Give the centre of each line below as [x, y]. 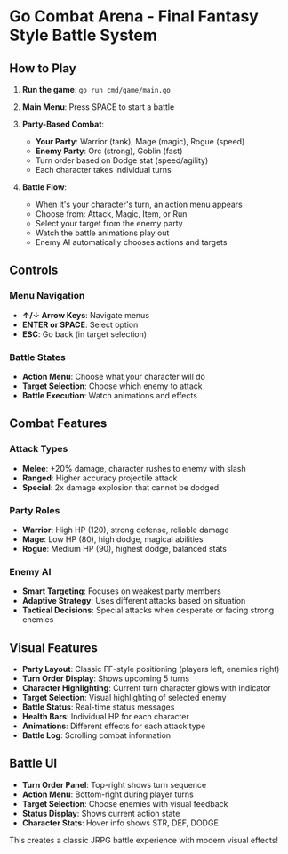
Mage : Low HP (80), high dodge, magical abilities [112, 539]
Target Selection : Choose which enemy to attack [112, 386]
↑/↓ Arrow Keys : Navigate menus [85, 315]
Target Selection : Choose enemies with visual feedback [125, 803]
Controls [34, 271]
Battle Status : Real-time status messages [98, 707]
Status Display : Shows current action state [101, 813]
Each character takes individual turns [103, 170]
